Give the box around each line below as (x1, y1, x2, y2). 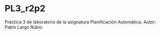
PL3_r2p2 (4, 3, 46, 14)
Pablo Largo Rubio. (4, 24, 44, 30)
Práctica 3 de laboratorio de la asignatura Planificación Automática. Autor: (4, 19, 157, 25)
